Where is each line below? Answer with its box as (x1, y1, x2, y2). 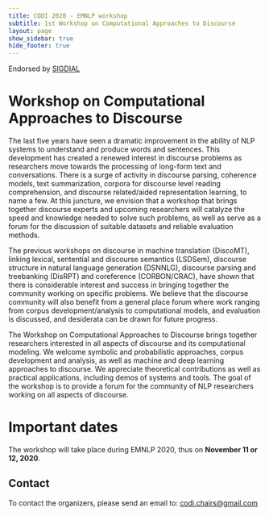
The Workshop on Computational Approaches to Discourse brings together (8, 330, 258, 339)
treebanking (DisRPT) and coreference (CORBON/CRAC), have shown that (8, 272, 255, 281)
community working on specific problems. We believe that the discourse (8, 289, 249, 298)
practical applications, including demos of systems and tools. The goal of (8, 372, 251, 383)
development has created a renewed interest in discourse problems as (8, 153, 242, 163)
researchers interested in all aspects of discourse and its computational (8, 339, 246, 348)
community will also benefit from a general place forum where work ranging (8, 298, 260, 307)
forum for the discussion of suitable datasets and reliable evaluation (8, 222, 234, 231)
